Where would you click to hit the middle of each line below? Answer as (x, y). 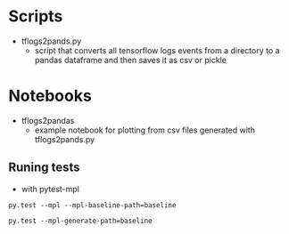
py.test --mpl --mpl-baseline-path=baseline (92, 205)
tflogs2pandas (48, 120)
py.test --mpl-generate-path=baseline (80, 221)
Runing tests (44, 168)
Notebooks (50, 96)
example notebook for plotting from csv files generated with (145, 130)
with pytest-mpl (50, 189)
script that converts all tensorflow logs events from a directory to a (157, 50)
